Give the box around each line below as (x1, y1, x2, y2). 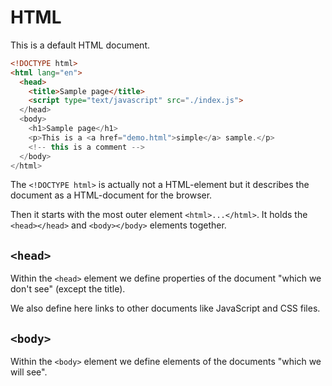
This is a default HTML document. (10, 39, 150, 51)
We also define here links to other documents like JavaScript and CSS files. (10, 302, 321, 315)
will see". (10, 366, 48, 378)
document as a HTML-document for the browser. (10, 189, 213, 201)
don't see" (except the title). (10, 283, 126, 295)
